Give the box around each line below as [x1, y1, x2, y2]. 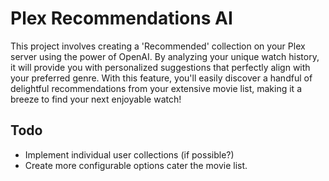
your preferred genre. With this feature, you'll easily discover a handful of [10, 72, 313, 84]
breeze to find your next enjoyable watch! [10, 93, 182, 105]
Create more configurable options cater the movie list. [24, 159, 248, 171]
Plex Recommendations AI [10, 7, 233, 30]
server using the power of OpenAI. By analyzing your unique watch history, [10, 50, 320, 62]
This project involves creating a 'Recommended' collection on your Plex [10, 40, 306, 52]
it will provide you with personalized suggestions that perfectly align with [10, 61, 311, 73]
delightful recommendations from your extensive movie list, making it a [10, 82, 302, 94]
